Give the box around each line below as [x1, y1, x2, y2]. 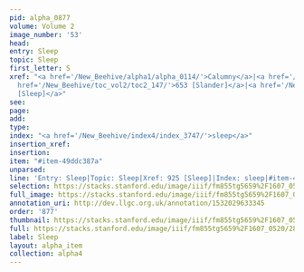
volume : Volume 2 [9, 22, 75, 31]
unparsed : [9, 165, 47, 174]
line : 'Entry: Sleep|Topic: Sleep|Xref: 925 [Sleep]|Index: [9, 173, 242, 182]
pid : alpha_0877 [9, 13, 71, 23]
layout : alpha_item [9, 241, 83, 250]
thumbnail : [9, 215, 51, 225]
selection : [9, 182, 51, 191]
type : [9, 123, 30, 132]
